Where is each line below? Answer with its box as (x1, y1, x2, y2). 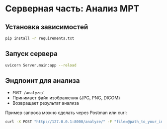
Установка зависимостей (5, 23, 88, 31)
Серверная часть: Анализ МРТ (5, 3, 140, 14)
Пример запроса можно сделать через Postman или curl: (5, 110, 127, 116)
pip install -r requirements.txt (5, 36, 75, 41)
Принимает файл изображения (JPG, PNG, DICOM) (12, 95, 120, 101)
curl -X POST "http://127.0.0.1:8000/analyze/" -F (5, 120, 112, 125)
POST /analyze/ (12, 90, 44, 96)
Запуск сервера (5, 50, 58, 58)
